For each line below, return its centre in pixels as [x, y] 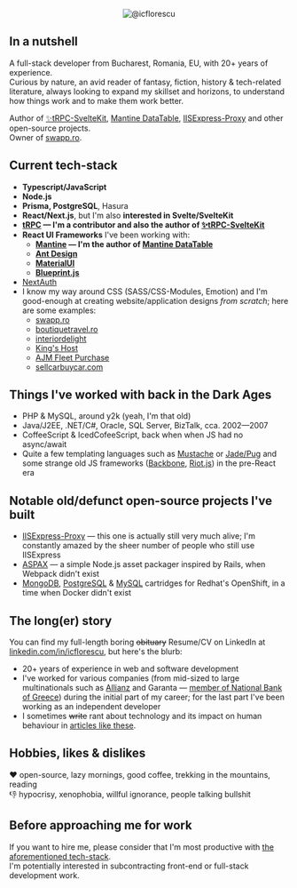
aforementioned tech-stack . [60, 856]
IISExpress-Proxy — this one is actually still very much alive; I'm [138, 536]
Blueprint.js [57, 272]
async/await [44, 444]
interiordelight [61, 339]
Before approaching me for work [101, 825]
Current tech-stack [63, 166]
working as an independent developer [91, 707]
